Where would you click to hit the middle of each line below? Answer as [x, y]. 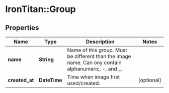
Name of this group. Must [97, 50]
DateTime [50, 80]
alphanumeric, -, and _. [95, 69]
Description [100, 42]
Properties [22, 28]
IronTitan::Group [41, 9]
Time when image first [94, 77]
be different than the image [99, 56]
